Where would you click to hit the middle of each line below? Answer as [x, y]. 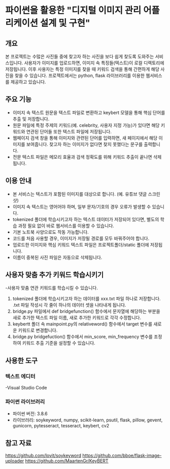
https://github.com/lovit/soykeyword [43, 456]
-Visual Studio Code [26, 388]
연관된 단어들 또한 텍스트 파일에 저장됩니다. [69, 131]
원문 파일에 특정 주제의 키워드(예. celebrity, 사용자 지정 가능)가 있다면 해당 [86, 125]
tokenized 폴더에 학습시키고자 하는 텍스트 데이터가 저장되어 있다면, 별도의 [86, 219]
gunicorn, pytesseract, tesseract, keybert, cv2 [61, 426]
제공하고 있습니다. [28, 82]
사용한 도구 [22, 360]
